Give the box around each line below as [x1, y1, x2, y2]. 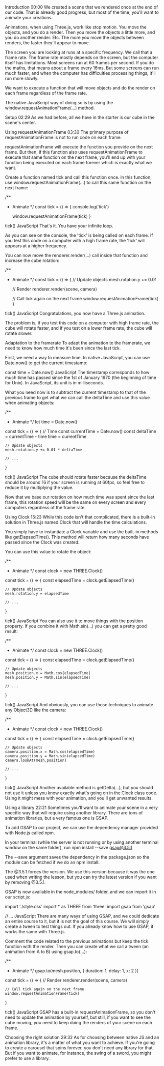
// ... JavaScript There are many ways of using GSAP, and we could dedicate [5, 913, 159, 919]
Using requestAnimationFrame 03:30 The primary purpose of [5, 129, 129, 135]
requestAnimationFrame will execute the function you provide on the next [5, 144, 153, 149]
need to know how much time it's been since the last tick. [5, 345, 121, 351]
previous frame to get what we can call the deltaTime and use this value [5, 395, 150, 400]
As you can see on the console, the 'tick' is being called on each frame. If [5, 232, 153, 238]
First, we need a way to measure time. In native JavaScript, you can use [5, 355, 150, 360]
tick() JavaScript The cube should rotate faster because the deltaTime [5, 474, 147, 480]
